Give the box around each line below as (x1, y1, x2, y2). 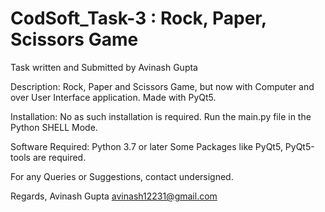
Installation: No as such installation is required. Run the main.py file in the (10, 110, 312, 122)
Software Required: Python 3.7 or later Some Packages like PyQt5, (10, 140, 283, 152)
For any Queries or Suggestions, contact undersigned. (10, 170, 234, 182)
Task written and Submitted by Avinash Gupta (10, 61, 198, 73)
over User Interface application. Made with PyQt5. (10, 91, 217, 103)
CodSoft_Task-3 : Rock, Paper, (10, 7, 267, 30)
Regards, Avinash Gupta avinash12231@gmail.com (10, 190, 218, 202)
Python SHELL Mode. (10, 121, 98, 133)
